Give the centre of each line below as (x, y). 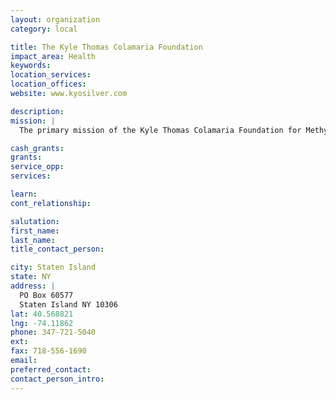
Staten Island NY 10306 (68, 304)
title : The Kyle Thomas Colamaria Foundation (106, 47)
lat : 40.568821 (42, 314)
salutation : (35, 221)
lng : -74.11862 (42, 323)
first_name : (35, 231)
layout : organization (55, 19)
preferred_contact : (51, 369)
